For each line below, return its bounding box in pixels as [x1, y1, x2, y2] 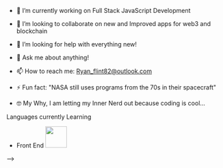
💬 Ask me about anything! [16, 53, 90, 61]
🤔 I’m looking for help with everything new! [16, 40, 137, 48]
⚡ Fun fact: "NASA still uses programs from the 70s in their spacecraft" [16, 83, 217, 92]
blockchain [16, 27, 48, 35]
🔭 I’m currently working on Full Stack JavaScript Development [16, 7, 191, 14]
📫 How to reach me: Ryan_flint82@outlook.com [16, 67, 153, 75]
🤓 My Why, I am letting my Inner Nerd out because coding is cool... [16, 99, 206, 107]
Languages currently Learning [6, 113, 92, 121]
